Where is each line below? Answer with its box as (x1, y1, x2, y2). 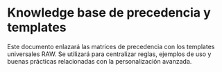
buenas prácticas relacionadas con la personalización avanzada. (7, 57, 192, 65)
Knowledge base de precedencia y (7, 5, 211, 21)
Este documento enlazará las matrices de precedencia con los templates (7, 42, 215, 51)
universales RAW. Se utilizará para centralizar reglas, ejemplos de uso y (7, 50, 212, 58)
